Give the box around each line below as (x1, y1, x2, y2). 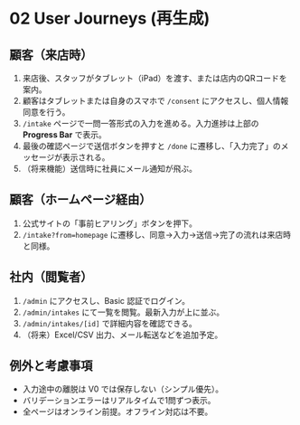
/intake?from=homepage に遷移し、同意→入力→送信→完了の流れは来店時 (22, 229, 292, 240)
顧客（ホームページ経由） (9, 192, 152, 208)
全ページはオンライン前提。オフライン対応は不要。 (22, 406, 213, 417)
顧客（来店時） (9, 47, 93, 62)
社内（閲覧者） (9, 269, 93, 285)
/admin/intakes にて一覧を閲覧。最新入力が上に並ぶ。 (22, 307, 224, 317)
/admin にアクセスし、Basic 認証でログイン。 (22, 295, 190, 306)
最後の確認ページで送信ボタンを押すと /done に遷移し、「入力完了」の (22, 141, 282, 151)
